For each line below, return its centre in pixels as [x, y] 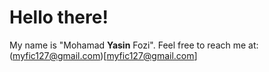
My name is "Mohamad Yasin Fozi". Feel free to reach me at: [134, 45]
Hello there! [59, 17]
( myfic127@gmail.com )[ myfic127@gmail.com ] [103, 55]
